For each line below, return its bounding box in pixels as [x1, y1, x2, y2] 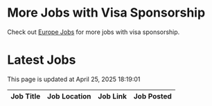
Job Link [98, 91, 127, 101]
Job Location [47, 91, 91, 101]
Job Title [10, 91, 41, 101]
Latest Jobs [7, 52, 76, 68]
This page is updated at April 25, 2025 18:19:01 [7, 75, 141, 83]
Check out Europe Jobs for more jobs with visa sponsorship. [7, 28, 180, 36]
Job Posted [133, 91, 172, 101]
